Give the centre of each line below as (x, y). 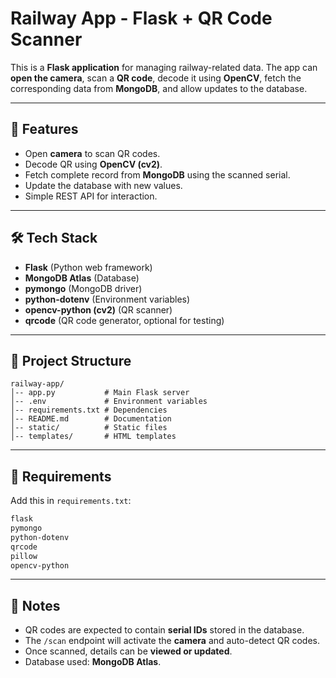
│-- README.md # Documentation (91, 419)
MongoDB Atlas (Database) (82, 278)
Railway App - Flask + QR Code (141, 18)
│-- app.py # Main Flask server (100, 393)
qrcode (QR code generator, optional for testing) (124, 320)
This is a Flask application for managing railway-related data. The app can (164, 67)
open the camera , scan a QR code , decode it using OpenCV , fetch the (156, 78)
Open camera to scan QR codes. (92, 153)
